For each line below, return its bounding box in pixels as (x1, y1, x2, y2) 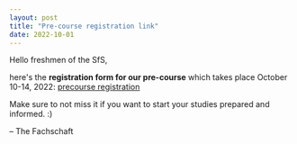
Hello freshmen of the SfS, (9, 55, 108, 66)
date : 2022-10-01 (9, 30, 75, 39)
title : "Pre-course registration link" (9, 22, 159, 31)
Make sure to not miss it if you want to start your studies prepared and (9, 99, 270, 110)
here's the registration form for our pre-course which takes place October (9, 72, 288, 83)
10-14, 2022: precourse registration (9, 82, 140, 93)
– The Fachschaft (9, 126, 74, 137)
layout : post (9, 13, 58, 22)
